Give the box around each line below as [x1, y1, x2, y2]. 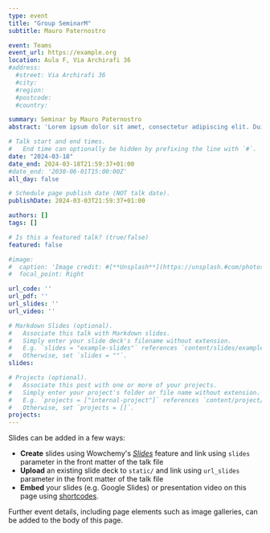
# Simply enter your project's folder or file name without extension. [8, 388, 261, 396]
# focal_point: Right [8, 270, 84, 278]
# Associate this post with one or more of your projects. [8, 381, 218, 389]
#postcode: [15, 93, 52, 101]
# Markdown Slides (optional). [8, 322, 113, 330]
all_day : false [8, 174, 59, 183]
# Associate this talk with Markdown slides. [8, 329, 171, 338]
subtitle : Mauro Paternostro [8, 27, 106, 35]
